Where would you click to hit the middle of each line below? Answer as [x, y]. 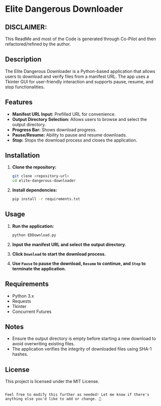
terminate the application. [39, 268]
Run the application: [33, 226]
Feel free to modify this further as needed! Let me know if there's [77, 395]
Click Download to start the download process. [59, 254]
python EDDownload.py [34, 235]
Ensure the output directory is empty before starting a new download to [84, 338]
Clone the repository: [34, 167]
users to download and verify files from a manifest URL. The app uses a [77, 76]
